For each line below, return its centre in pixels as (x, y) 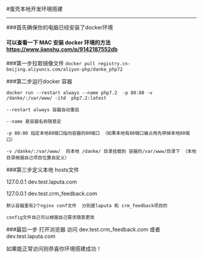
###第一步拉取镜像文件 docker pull (51, 63)
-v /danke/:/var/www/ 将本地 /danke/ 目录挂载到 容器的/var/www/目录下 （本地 (101, 152)
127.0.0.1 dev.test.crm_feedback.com (52, 194)
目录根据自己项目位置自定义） (38, 158)
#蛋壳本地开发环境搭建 (34, 9)
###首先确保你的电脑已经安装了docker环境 (60, 27)
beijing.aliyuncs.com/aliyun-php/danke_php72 (64, 69)
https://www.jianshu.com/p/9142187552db (62, 49)
